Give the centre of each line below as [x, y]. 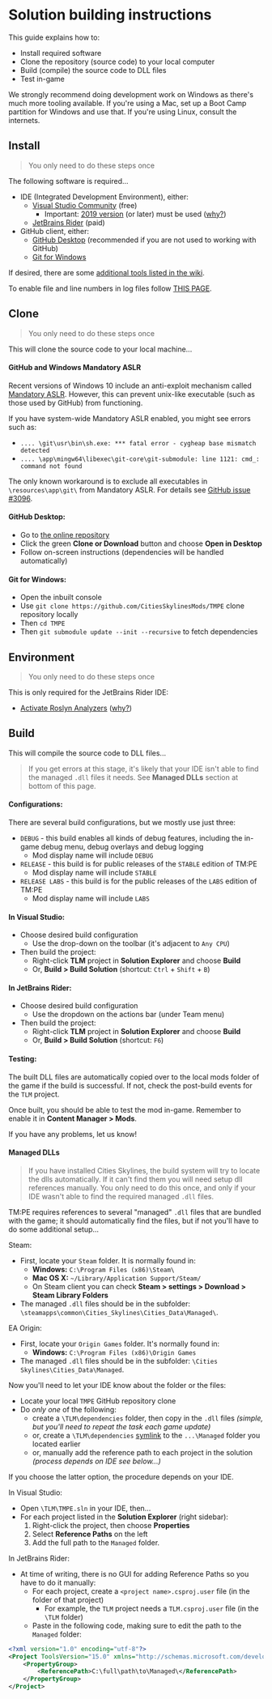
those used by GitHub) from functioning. [76, 402]
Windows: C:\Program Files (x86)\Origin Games [114, 1352]
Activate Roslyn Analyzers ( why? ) [76, 708]
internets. [24, 120]
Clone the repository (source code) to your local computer [117, 62]
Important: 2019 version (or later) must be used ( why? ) [135, 214]
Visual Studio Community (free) [85, 205]
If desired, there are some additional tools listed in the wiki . [106, 272]
